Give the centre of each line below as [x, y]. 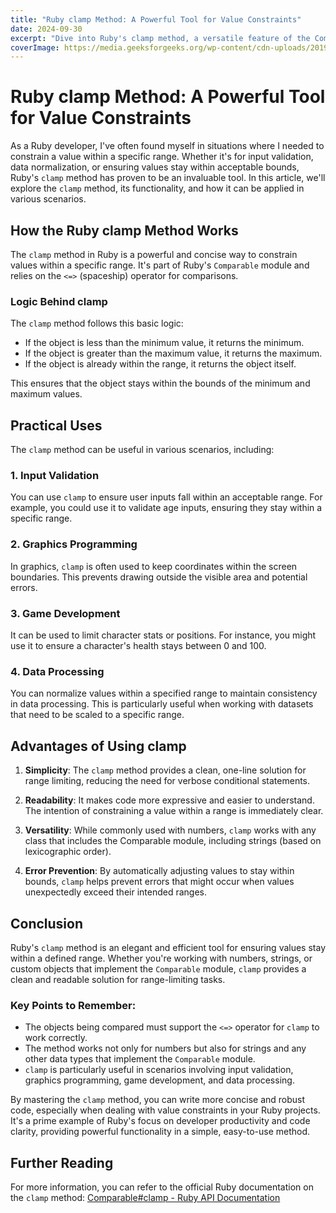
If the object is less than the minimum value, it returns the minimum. [164, 343]
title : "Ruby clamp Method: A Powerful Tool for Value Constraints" [156, 19]
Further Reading [62, 1162]
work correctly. [56, 1038]
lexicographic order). [68, 852]
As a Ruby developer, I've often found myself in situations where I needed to [167, 146]
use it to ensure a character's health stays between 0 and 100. [138, 645]
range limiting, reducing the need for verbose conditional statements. [167, 781]
